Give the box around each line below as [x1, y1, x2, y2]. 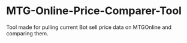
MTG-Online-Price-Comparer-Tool [6, 4, 182, 18]
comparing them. [6, 29, 49, 37]
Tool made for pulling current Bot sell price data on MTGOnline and [6, 24, 172, 31]
